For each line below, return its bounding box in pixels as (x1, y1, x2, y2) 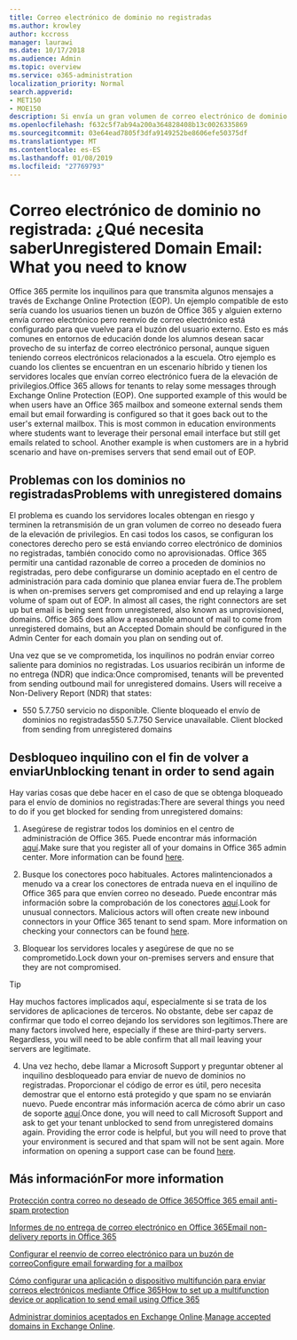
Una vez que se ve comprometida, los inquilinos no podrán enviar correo (9, 650, 275, 661)
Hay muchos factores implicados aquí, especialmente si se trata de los (9, 996, 268, 1007)
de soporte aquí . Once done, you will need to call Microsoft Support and (21, 1108, 284, 1119)
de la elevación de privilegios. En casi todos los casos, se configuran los (9, 529, 274, 540)
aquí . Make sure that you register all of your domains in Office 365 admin (21, 842, 286, 853)
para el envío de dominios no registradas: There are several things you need (9, 797, 285, 807)
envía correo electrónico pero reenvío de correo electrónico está (9, 315, 246, 325)
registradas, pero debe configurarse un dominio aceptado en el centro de (9, 566, 277, 578)
